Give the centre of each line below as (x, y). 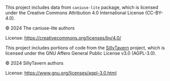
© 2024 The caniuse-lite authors (40, 28)
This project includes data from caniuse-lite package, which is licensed (82, 7)
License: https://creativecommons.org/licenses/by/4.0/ (63, 38)
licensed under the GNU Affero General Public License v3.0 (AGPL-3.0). (81, 53)
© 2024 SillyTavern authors (35, 63)
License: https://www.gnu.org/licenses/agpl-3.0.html (61, 73)
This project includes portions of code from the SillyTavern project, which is (85, 48)
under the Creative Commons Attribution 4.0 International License (75, 13)
